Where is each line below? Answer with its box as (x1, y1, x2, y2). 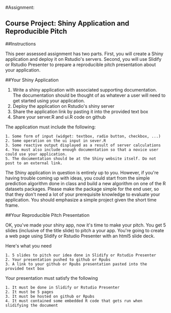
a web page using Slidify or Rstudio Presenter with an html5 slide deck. (5, 233, 155, 239)
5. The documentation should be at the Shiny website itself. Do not (5, 156, 157, 161)
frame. (5, 202, 19, 208)
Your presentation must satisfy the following (5, 275, 98, 281)
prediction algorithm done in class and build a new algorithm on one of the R (5, 180, 166, 186)
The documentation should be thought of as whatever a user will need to (12, 92, 166, 98)
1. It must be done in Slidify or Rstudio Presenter (5, 285, 120, 290)
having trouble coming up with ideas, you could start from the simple (5, 175, 150, 181)
